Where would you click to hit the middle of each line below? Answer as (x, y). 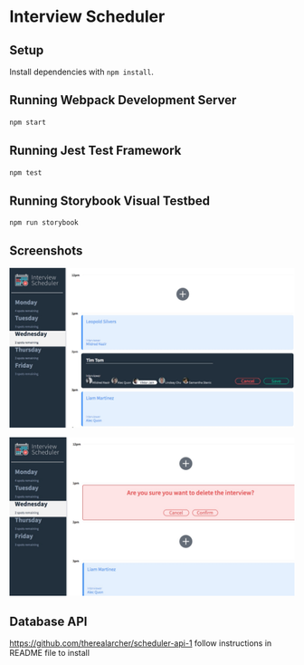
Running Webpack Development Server (123, 100)
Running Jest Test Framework (95, 151)
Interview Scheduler (87, 17)
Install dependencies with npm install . (81, 72)
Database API (48, 621)
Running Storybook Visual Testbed (110, 201)
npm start (28, 122)
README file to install (50, 653)
